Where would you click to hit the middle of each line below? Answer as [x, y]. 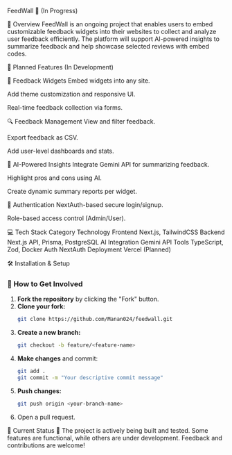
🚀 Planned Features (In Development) [61, 67]
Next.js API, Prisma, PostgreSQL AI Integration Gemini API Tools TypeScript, [115, 242]
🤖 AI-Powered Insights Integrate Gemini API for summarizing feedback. [108, 164]
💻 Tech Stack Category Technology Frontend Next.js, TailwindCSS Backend [116, 232]
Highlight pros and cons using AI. [55, 178]
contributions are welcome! [46, 445]
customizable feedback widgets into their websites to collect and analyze [112, 32]
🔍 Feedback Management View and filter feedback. [81, 121]
